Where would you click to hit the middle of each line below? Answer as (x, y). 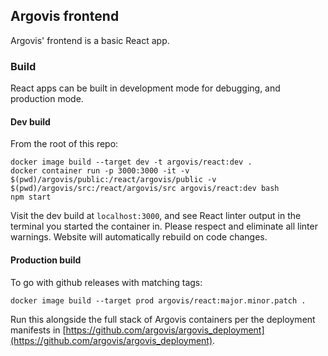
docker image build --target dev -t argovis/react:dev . (131, 162)
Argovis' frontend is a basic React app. (90, 40)
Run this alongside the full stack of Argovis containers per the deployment (163, 319)
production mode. (47, 99)
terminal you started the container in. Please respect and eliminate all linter (164, 226)
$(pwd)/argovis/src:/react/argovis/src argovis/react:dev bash (145, 189)
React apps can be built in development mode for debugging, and (145, 88)
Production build (46, 260)
